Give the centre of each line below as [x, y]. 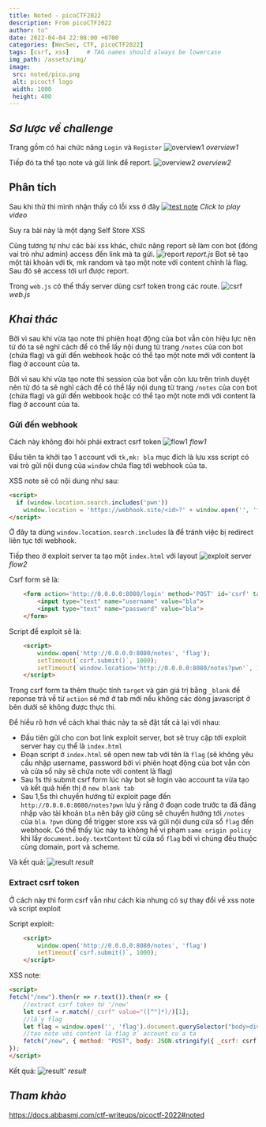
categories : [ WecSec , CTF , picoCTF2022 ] [77, 45]
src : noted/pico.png [46, 74]
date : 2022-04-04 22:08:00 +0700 [64, 38]
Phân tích [33, 188]
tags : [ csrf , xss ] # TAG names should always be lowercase [115, 52]
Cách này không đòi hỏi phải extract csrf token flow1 [108, 441]
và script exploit [35, 908]
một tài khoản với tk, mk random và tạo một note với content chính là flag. [129, 262]
